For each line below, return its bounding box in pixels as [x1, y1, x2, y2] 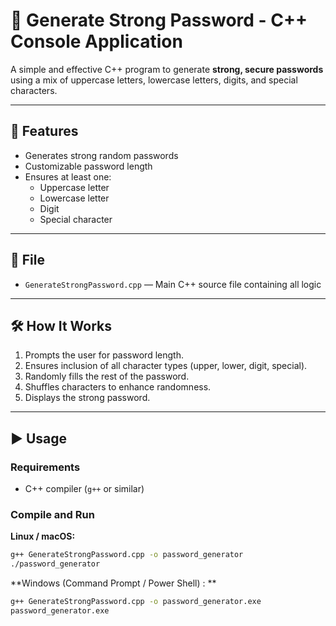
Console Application [10, 30, 183, 53]
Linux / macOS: [10, 530, 76, 543]
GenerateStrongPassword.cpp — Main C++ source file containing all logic [24, 278, 322, 290]
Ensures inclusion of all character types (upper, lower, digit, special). [24, 360, 308, 372]
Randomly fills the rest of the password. [24, 370, 190, 383]
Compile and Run [10, 507, 95, 521]
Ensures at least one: [24, 170, 112, 183]
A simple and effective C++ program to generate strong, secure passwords [10, 63, 324, 75]
